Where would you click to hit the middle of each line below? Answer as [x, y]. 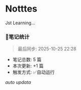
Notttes [21, 9]
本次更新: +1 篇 [28, 66]
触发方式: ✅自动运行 [33, 72]
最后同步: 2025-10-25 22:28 [47, 49]
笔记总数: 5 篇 [27, 60]
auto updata [18, 82]
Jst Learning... [20, 23]
